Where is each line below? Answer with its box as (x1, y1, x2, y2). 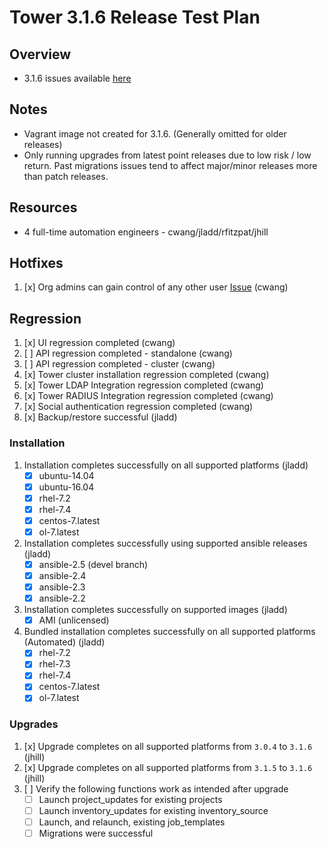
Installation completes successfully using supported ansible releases (23, 537, 308, 549)
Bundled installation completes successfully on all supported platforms (23, 626, 316, 638)
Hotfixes (9, 255, 64, 272)
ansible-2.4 (38, 569, 87, 581)
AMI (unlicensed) (38, 614, 110, 626)
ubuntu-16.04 (38, 481, 95, 493)
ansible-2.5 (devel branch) (38, 558, 149, 570)
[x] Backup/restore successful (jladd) (23, 411, 178, 423)
